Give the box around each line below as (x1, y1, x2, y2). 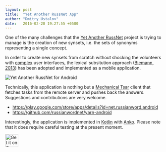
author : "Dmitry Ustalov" (5, 16, 58, 21)
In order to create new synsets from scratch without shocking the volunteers (5, 55, 162, 61)
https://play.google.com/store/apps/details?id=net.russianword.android (12, 104, 159, 110)
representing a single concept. (5, 45, 68, 51)
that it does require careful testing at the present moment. (5, 124, 123, 130)
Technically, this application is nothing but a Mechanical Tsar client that (5, 84, 151, 90)
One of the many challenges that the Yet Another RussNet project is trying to (5, 35, 162, 40)
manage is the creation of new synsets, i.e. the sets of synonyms (5, 40, 138, 46)
